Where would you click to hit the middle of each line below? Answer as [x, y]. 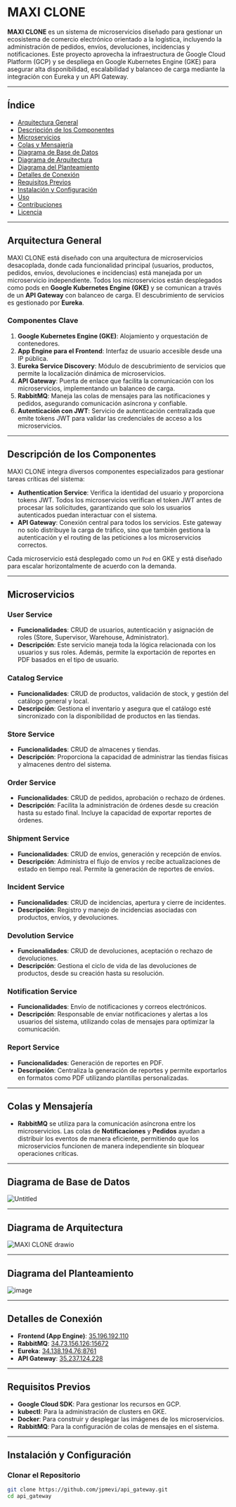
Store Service [31, 734]
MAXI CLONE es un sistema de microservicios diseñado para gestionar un [115, 32]
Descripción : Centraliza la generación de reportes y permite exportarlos [122, 1070]
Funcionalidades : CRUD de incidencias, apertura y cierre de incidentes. [122, 902]
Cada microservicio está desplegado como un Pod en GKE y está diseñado [115, 558]
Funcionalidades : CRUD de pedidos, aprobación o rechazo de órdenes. [121, 798]
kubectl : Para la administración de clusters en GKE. [92, 1411]
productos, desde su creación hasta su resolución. [91, 973]
